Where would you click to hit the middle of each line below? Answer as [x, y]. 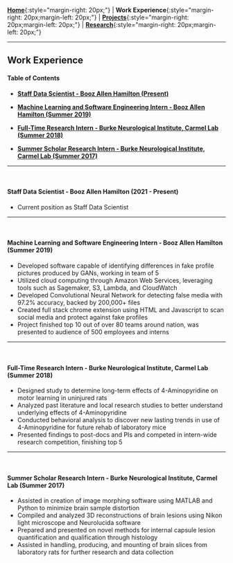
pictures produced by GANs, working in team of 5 [88, 273]
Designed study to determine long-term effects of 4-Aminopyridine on [118, 390]
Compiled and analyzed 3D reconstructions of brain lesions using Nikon [120, 515]
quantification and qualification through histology [87, 537]
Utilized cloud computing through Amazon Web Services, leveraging [115, 280]
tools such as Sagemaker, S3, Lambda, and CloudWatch [97, 288]
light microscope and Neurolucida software [79, 523]
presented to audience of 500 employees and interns [93, 332]
